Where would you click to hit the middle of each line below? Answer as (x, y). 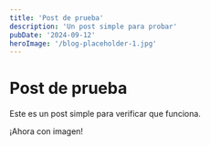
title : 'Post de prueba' (57, 18)
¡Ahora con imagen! (47, 131)
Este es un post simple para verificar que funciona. (105, 114)
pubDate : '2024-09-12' (52, 35)
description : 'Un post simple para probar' (94, 26)
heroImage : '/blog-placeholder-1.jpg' (83, 43)
